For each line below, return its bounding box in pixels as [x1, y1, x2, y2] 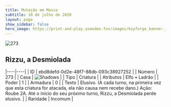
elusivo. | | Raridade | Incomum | [5, 95, 73, 102]
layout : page [5, 17, 33, 22]
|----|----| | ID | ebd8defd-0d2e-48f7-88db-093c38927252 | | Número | [5, 68, 158, 74]
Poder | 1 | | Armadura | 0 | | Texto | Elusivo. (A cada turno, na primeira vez [5, 79, 161, 86]
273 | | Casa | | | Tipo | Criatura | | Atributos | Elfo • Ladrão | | [5, 74, 159, 80]
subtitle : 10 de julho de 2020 [5, 12, 72, 17]
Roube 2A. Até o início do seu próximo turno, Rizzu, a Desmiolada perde [5, 90, 157, 96]
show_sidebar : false [5, 21, 49, 27]
